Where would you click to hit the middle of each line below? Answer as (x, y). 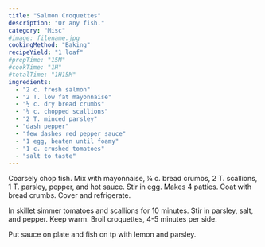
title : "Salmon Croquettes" (55, 15)
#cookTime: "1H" (35, 68)
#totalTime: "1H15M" (43, 75)
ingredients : (30, 82)
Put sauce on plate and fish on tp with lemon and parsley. (102, 234)
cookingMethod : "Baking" (49, 45)
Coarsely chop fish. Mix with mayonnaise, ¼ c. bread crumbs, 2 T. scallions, (133, 179)
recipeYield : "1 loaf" (46, 52)
